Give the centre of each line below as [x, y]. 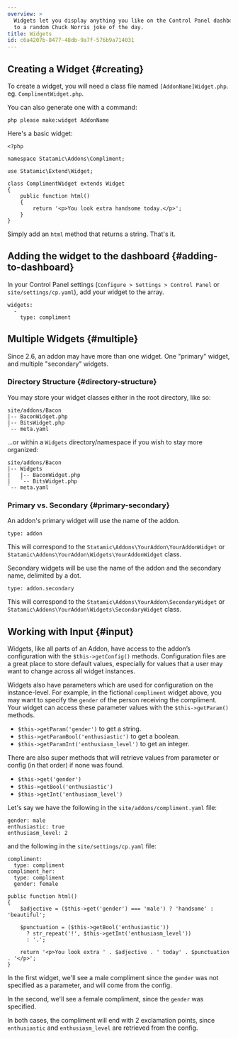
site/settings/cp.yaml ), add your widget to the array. [86, 292]
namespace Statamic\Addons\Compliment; [66, 159]
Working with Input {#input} [71, 631]
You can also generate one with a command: [72, 107]
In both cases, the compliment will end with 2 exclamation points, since [111, 1020]
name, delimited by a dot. [44, 575]
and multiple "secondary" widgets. [58, 364]
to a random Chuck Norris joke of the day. [79, 27]
